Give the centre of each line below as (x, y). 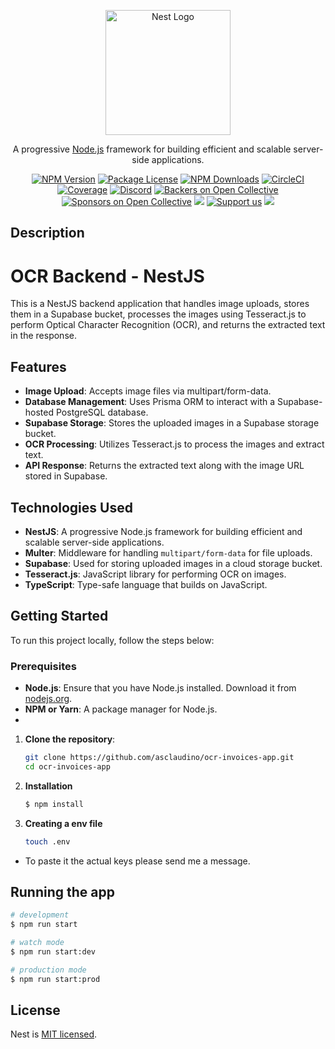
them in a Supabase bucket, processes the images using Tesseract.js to (158, 314)
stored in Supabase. (66, 476)
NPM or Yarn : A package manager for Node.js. (121, 709)
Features (38, 366)
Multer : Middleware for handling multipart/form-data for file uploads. (168, 552)
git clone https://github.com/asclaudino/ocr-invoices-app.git (159, 758)
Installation (48, 786)
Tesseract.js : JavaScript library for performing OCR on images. (155, 574)
